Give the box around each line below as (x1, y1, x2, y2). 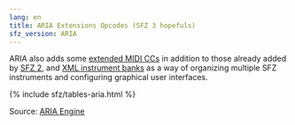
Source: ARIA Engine (9, 107, 85, 117)
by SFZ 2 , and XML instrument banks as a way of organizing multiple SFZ (9, 62, 277, 73)
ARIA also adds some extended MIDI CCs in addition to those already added (9, 54, 287, 64)
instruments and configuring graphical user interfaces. (9, 72, 208, 83)
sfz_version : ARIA (9, 29, 77, 38)
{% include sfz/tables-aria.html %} (9, 89, 136, 99)
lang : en (9, 12, 42, 22)
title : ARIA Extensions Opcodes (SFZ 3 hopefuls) (9, 21, 197, 30)
